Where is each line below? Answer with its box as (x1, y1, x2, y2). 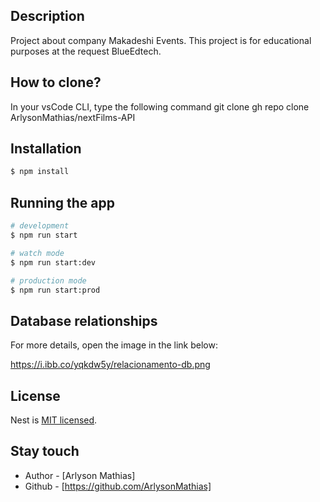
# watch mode (10, 248, 65, 258)
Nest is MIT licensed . (10, 414, 98, 426)
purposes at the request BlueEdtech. (10, 45, 162, 57)
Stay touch (10, 443, 80, 460)
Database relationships (10, 312, 158, 329)
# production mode (10, 275, 87, 286)
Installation (10, 140, 82, 158)
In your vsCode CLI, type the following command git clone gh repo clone (10, 100, 310, 113)
